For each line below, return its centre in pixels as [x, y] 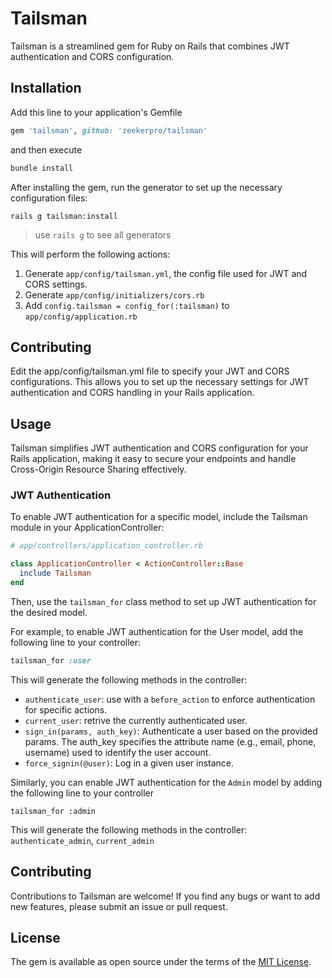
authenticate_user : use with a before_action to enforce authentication [170, 699]
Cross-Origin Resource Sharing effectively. [98, 469]
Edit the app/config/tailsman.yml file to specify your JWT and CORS [150, 371]
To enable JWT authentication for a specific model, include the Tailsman [159, 517]
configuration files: [49, 198]
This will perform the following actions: [90, 254]
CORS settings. [56, 284]
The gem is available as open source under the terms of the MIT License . [161, 962]
